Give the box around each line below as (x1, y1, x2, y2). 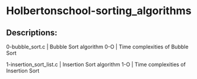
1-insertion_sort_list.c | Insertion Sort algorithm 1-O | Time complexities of (6, 61, 186, 68)
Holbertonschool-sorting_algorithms (6, 4, 192, 18)
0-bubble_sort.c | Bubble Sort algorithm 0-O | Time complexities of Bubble (6, 43, 189, 50)
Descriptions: (6, 28, 58, 38)
